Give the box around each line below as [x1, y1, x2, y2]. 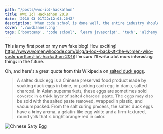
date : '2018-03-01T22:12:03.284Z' [5, 16, 75, 21]
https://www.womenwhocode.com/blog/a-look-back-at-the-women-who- [5, 48, 153, 54]
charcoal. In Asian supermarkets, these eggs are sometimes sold [16, 88, 147, 94]
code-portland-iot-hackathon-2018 [5, 54, 75, 59]
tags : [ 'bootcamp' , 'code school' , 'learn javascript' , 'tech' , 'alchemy [5, 30, 158, 35]
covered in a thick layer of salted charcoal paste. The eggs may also [16, 93, 154, 99]
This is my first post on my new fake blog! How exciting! [5, 43, 117, 49]
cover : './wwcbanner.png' [5, 25, 57, 30]
